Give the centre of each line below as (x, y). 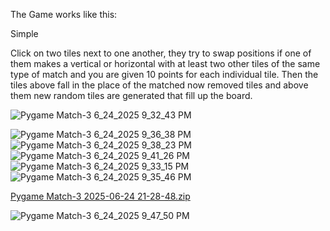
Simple (24, 33)
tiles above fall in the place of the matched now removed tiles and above (159, 85)
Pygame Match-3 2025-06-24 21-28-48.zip (100, 196)
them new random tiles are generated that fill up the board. (131, 95)
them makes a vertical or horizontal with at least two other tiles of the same (165, 63)
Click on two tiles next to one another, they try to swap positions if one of (161, 53)
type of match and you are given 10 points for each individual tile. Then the (164, 74)
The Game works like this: (64, 14)
